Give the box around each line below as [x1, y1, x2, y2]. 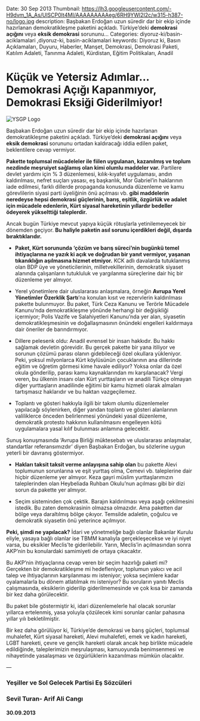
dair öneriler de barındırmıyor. [14, 326, 88, 333]
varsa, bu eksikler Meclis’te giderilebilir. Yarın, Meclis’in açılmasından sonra [6, 541, 191, 548]
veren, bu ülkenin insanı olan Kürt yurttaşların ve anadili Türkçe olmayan [14, 375, 192, 382]
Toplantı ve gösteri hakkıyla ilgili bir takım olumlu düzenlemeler [14, 400, 169, 407]
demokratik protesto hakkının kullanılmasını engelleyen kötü [14, 418, 162, 426]
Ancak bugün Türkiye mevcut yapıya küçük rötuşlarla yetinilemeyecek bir [6, 220, 186, 227]
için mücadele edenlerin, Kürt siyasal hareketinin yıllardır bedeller [6, 202, 173, 209]
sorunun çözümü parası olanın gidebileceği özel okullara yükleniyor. [14, 349, 182, 357]
